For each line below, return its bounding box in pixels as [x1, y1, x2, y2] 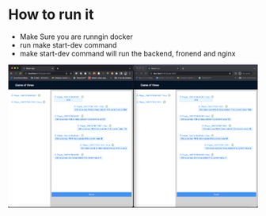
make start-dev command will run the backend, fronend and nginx [19, 48, 236, 58]
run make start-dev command [19, 40, 117, 49]
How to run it [8, 6, 94, 24]
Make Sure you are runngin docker [19, 32, 133, 41]
